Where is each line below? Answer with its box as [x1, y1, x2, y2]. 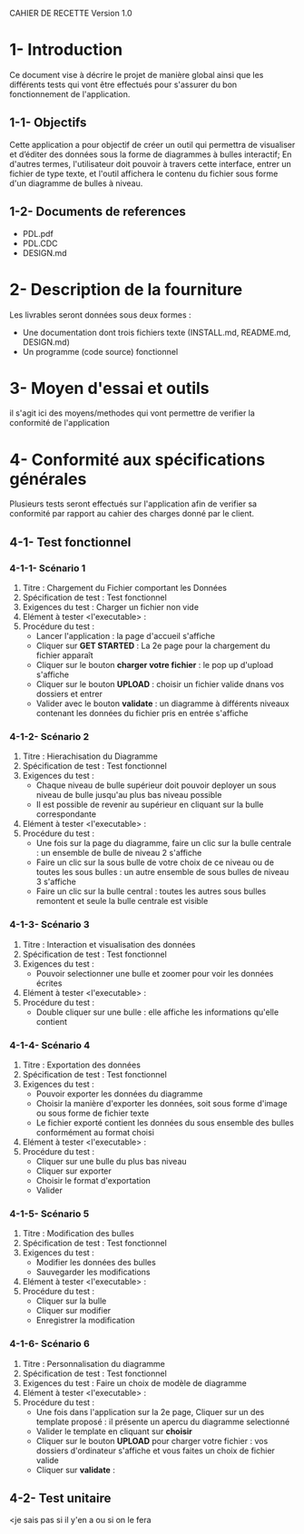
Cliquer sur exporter [35, 1165, 112, 1176]
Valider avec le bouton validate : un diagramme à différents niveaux [35, 698, 290, 709]
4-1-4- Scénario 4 [9, 1038, 91, 1051]
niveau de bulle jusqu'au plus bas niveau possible [35, 790, 222, 801]
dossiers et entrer [35, 689, 103, 700]
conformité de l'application [9, 418, 111, 428]
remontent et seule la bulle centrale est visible [35, 896, 209, 907]
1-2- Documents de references [9, 204, 186, 220]
